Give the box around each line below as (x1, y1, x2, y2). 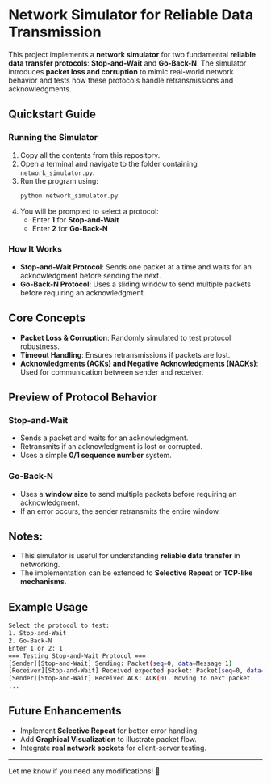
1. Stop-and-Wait (8, 629, 67, 638)
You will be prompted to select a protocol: (19, 206, 159, 216)
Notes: (8, 529, 43, 543)
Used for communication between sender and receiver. (19, 367, 204, 377)
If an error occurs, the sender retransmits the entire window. (19, 506, 220, 515)
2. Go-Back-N (8, 637, 52, 645)
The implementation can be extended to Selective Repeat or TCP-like (19, 568, 253, 578)
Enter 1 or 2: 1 (8, 644, 63, 652)
